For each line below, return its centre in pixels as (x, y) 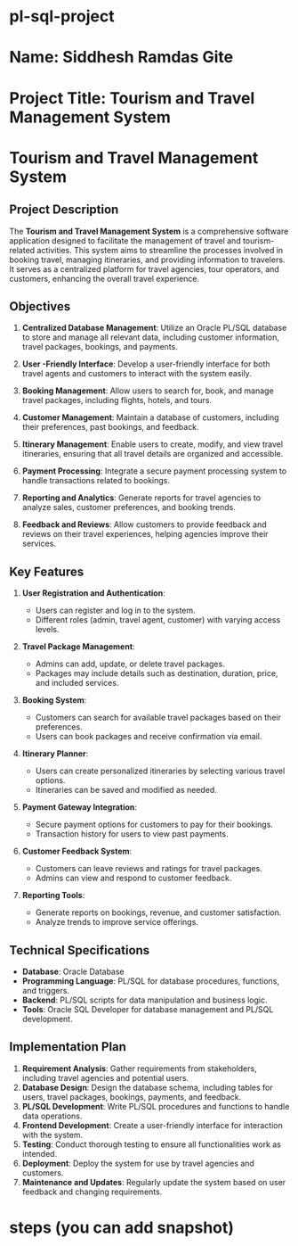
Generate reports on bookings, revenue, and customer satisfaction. (158, 912)
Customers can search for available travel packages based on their (158, 718)
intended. (40, 1153)
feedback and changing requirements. (92, 1192)
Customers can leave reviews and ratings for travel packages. (149, 869)
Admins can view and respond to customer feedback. (133, 878)
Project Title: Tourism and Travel (132, 98)
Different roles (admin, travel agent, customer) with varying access (158, 620)
